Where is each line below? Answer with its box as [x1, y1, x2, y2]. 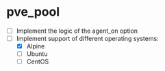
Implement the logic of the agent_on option [16, 27, 138, 35]
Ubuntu [26, 50, 48, 58]
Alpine [26, 42, 45, 51]
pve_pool [6, 4, 60, 20]
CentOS [26, 57, 49, 66]
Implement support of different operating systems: [16, 35, 159, 42]
